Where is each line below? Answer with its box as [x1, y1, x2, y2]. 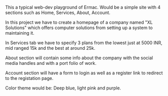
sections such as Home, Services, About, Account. [5, 10, 111, 16]
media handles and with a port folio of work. [5, 60, 97, 66]
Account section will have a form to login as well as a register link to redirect [5, 70, 163, 76]
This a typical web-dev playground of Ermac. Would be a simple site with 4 [5, 5, 161, 10]
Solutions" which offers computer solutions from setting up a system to [5, 25, 153, 31]
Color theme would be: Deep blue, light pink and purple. [5, 85, 121, 91]
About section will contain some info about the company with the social [5, 55, 153, 61]
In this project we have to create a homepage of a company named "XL [5, 20, 153, 25]
